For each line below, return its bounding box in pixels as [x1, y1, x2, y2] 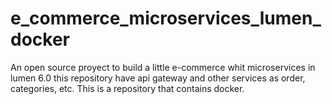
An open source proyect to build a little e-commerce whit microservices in [10, 61, 316, 73]
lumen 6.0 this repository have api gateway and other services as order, [10, 72, 306, 84]
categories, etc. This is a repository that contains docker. [10, 82, 245, 94]
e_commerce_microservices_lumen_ [10, 7, 322, 30]
